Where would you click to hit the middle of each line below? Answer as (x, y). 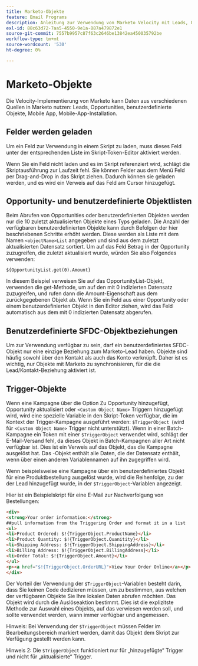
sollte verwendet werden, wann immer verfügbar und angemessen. (88, 615)
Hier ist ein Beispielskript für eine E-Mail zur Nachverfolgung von (85, 495)
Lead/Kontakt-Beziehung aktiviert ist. (51, 370)
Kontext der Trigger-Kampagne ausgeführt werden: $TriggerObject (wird (95, 422)
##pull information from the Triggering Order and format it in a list (96, 523)
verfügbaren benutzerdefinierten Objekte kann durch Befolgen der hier (92, 228)
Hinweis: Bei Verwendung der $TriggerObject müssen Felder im (83, 626)
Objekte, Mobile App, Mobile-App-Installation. (62, 113)
